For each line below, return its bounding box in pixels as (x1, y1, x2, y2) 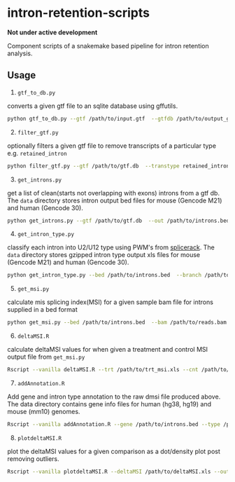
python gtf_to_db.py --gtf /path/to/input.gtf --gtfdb (7, 115, 173, 122)
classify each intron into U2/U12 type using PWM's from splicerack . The (7, 243, 215, 252)
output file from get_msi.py (7, 352, 85, 361)
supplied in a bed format (7, 305, 78, 314)
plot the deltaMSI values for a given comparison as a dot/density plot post (7, 447, 220, 455)
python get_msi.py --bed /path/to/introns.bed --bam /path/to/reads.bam (7, 319, 227, 326)
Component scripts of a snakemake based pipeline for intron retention (7, 41, 210, 50)
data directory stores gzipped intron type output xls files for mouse (7, 251, 201, 259)
